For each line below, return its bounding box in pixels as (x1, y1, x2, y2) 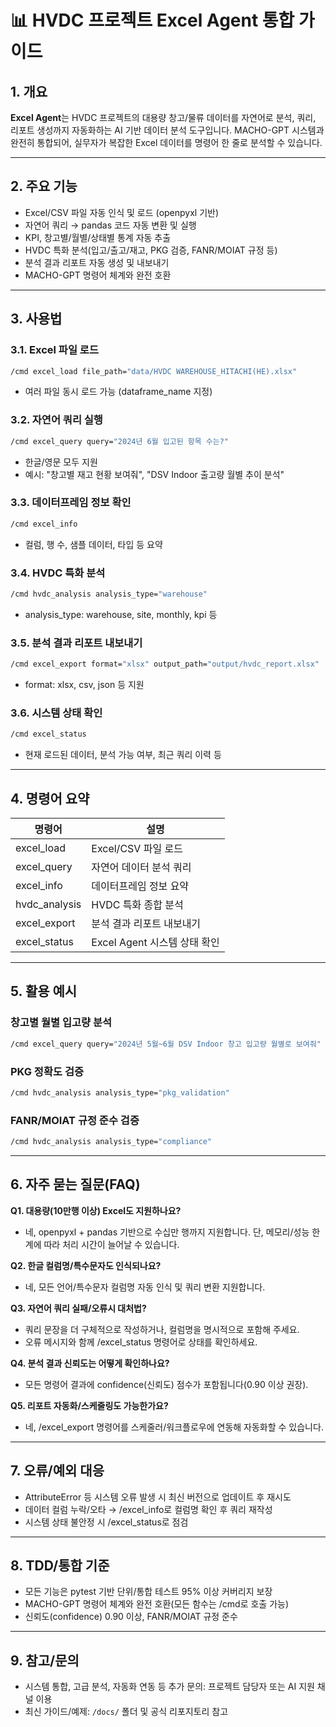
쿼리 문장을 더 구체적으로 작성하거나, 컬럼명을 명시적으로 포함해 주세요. (24, 1323, 300, 1335)
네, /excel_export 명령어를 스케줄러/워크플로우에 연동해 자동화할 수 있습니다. (24, 1421, 324, 1433)
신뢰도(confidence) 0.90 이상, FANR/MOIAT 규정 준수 (24, 1611, 238, 1623)
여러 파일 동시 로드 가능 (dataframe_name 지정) (24, 386, 213, 398)
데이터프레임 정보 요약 (91, 879, 190, 893)
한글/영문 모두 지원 (24, 456, 98, 468)
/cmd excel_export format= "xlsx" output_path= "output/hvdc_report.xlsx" (10, 659, 320, 670)
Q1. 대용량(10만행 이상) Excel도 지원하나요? (10, 1204, 182, 1216)
